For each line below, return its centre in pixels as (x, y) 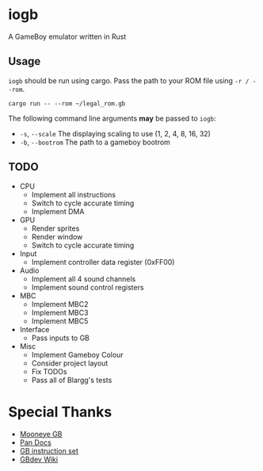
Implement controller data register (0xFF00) (103, 262)
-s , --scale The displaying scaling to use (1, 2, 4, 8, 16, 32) (115, 133)
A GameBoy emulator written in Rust (67, 36)
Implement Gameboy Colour (78, 354)
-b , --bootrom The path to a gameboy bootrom (95, 142)
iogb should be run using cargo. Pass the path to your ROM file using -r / (129, 80)
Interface (34, 329)
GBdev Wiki (38, 459)
